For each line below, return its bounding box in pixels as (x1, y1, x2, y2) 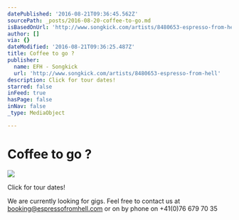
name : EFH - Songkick (14, 63, 78, 70)
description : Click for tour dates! (7, 76, 116, 84)
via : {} (7, 37, 31, 44)
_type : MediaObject (7, 109, 65, 116)
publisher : (7, 57, 40, 64)
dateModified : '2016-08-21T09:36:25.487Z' (7, 43, 135, 50)
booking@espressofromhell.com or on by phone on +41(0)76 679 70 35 (7, 204, 218, 213)
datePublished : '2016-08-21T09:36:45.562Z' (7, 10, 139, 18)
